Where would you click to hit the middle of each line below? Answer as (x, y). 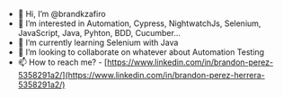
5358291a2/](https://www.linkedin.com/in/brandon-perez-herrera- (141, 75)
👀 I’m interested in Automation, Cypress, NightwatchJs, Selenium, (139, 23)
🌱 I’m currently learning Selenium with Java (98, 42)
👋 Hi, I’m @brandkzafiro (62, 14)
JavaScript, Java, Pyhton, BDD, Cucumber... (99, 33)
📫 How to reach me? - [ (62, 62)
